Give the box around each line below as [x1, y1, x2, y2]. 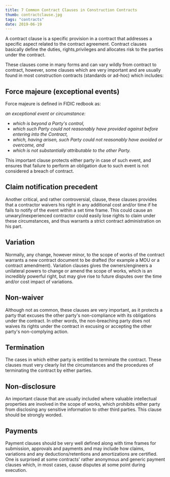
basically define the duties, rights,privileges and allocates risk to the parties [5, 46, 163, 52]
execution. [5, 467, 27, 473]
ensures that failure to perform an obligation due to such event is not [5, 163, 149, 169]
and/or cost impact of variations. [5, 278, 74, 285]
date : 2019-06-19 [5, 21, 42, 27]
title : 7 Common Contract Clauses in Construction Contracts [5, 7, 138, 13]
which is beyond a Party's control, [12, 121, 85, 127]
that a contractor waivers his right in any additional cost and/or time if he [5, 201, 157, 207]
